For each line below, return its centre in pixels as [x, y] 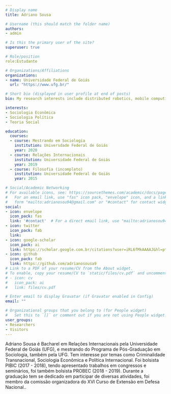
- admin [13, 34]
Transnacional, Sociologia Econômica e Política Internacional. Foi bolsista [82, 360]
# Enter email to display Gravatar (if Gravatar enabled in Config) [79, 297]
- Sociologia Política [29, 117]
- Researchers [20, 325]
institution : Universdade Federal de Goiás [61, 146]
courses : [19, 136]
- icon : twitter [22, 226]
